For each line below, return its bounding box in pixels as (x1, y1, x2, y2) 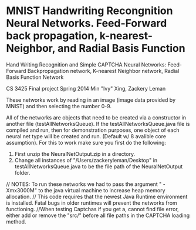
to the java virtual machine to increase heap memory (38, 186, 165, 194)
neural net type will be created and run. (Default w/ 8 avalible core (6, 132, 166, 139)
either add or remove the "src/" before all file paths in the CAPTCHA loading (6, 212, 190, 219)
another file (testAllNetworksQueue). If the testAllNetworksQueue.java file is (6, 120, 190, 127)
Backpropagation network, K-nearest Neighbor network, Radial (27, 67, 180, 74)
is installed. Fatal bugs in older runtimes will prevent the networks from (6, 199, 177, 206)
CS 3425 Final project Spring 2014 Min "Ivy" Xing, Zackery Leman (6, 85, 166, 92)
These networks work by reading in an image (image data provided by (6, 96, 176, 104)
